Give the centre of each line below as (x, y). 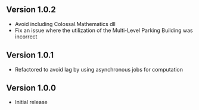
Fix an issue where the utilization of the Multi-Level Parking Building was (104, 30)
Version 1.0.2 (31, 10)
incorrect (26, 36)
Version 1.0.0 (31, 88)
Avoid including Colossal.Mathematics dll (65, 24)
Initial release (31, 102)
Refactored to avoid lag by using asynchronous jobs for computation (99, 69)
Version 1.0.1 (30, 55)
